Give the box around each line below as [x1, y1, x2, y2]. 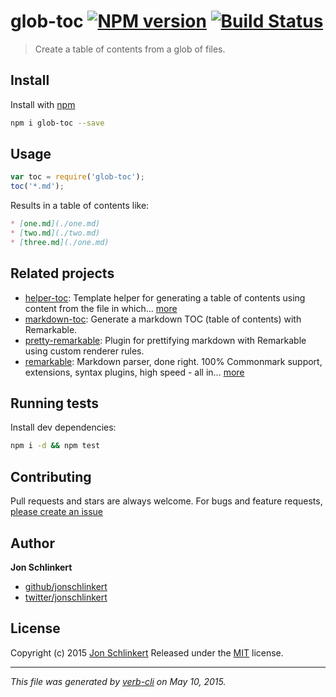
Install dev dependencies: [10, 421, 117, 434]
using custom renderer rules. [24, 345, 145, 357]
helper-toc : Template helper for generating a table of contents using [24, 291, 306, 304]
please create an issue [10, 506, 104, 518]
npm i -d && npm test [10, 441, 101, 451]
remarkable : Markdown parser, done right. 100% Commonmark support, [24, 355, 323, 367]
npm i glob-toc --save [10, 118, 105, 128]
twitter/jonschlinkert [24, 591, 108, 603]
